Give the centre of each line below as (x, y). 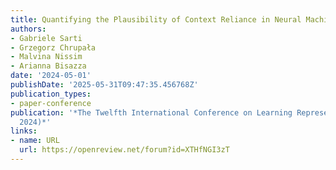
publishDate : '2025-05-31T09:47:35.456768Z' (104, 85)
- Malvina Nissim (46, 57)
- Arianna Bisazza (48, 66)
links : (24, 131)
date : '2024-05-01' (51, 76)
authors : (28, 29)
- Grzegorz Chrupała (53, 47)
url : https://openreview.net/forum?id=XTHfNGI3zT (124, 150)
